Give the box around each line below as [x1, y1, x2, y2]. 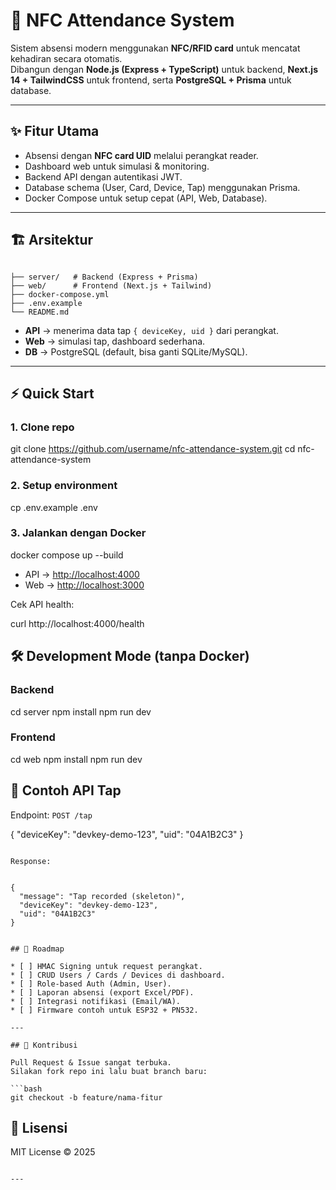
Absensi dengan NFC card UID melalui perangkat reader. [24, 149, 259, 161]
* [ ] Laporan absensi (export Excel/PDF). [10, 987, 195, 998]
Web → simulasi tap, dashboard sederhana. [24, 335, 206, 347]
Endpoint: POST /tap [10, 809, 93, 821]
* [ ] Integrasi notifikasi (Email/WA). [10, 996, 182, 1006]
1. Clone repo [10, 420, 75, 434]
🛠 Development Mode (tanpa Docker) [10, 648, 250, 665]
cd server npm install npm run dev [10, 705, 152, 718]
